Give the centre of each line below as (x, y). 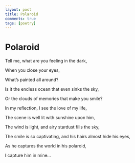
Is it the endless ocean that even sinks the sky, (52, 89)
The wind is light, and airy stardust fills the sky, (52, 127)
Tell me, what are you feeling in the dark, (46, 61)
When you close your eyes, (33, 70)
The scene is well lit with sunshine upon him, (50, 118)
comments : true (21, 19)
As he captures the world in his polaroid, (46, 146)
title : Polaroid (22, 14)
